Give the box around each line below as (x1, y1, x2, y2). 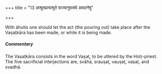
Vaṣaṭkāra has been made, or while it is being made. (5, 30, 112, 35)
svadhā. (5, 64, 21, 70)
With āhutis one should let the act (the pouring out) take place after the (5, 24, 151, 30)
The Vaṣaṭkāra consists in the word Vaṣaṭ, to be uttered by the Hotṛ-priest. (5, 53, 158, 59)
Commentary (5, 41, 33, 47)
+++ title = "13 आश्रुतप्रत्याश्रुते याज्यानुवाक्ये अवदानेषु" (5, 5, 93, 10)
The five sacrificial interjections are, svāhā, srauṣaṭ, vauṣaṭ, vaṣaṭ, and (5, 59, 149, 65)
